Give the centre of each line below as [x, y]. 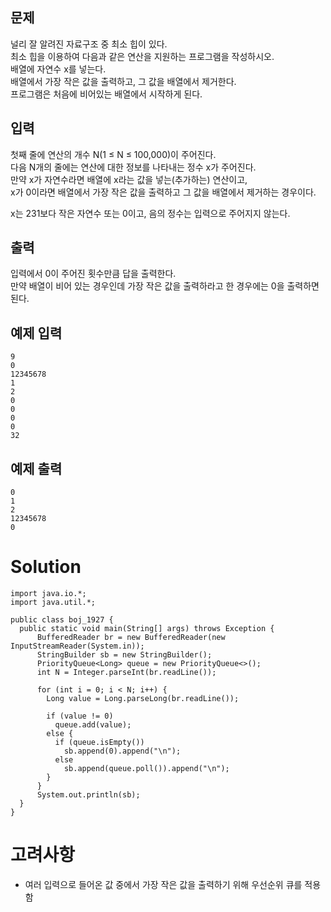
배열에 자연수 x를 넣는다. [58, 69]
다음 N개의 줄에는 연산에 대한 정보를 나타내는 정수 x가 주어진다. [133, 167]
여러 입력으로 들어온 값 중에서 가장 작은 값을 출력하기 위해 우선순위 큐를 [163, 884]
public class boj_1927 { [62, 620]
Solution [46, 567]
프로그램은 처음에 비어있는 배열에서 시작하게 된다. [106, 94]
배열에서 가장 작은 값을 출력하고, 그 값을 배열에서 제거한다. [123, 81]
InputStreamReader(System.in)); [77, 646]
